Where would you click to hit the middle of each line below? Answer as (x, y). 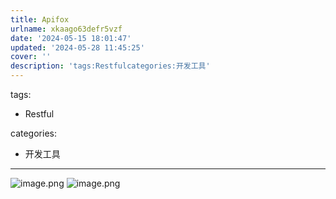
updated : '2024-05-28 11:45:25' (77, 47)
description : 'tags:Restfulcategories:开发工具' (110, 66)
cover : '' (31, 57)
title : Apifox (40, 19)
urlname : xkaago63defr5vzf (66, 29)
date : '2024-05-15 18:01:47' (71, 38)
